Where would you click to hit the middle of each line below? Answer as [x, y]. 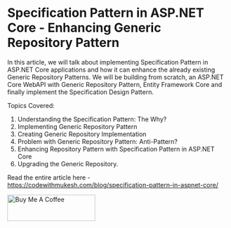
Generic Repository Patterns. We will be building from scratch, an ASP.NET [115, 77]
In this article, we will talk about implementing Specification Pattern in [108, 62]
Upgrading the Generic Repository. [68, 163]
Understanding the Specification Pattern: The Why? [92, 119]
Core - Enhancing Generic [84, 28]
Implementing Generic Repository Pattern [77, 126]
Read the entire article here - [49, 177]
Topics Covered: [31, 105]
